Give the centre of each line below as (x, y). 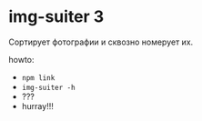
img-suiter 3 (56, 17)
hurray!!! (37, 106)
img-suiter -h (48, 87)
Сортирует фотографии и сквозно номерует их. (101, 42)
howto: (21, 59)
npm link (38, 78)
